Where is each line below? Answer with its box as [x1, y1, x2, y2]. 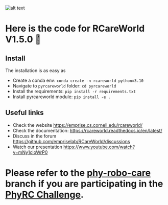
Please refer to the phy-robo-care [5, 167, 151, 178]
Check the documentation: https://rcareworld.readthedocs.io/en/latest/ [12, 127, 162, 133]
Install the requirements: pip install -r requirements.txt [12, 88, 136, 94]
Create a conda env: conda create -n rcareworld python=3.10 [12, 77, 144, 83]
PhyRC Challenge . [5, 189, 84, 200]
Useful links [5, 108, 44, 117]
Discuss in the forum [12, 133, 57, 139]
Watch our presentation [12, 144, 63, 150]
